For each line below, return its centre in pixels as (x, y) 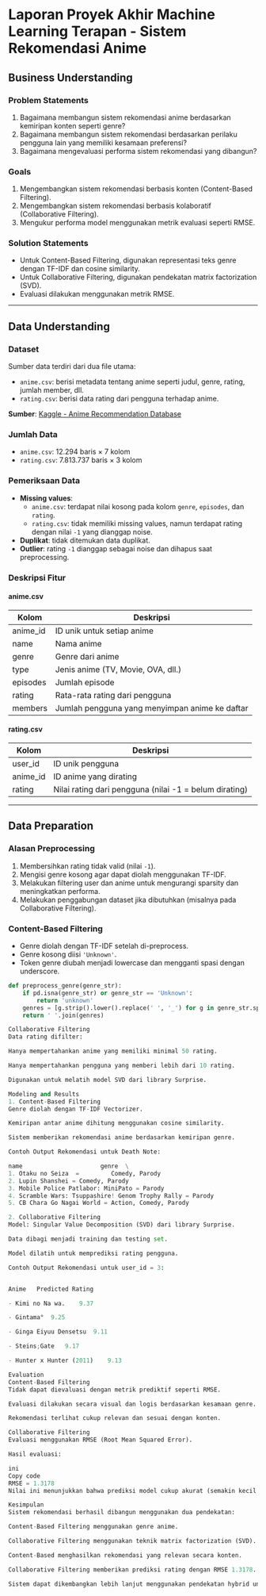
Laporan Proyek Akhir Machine (112, 15)
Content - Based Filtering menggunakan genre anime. (93, 1527)
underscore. (40, 971)
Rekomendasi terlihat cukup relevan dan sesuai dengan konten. (115, 1418)
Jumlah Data (33, 435)
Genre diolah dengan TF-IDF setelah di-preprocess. (104, 946)
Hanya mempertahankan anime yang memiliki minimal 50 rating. (113, 1051)
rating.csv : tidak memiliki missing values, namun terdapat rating (137, 523)
